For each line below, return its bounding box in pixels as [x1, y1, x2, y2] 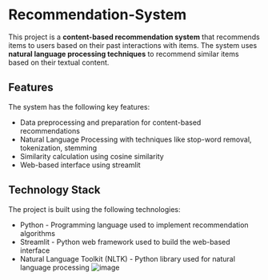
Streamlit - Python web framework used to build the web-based [19, 237, 230, 246]
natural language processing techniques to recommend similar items [8, 49, 239, 58]
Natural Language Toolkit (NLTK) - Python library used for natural [19, 254, 236, 263]
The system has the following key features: [8, 102, 150, 111]
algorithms [19, 228, 56, 238]
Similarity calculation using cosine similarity [19, 151, 164, 161]
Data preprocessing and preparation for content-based [19, 118, 202, 127]
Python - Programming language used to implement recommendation [19, 220, 250, 230]
